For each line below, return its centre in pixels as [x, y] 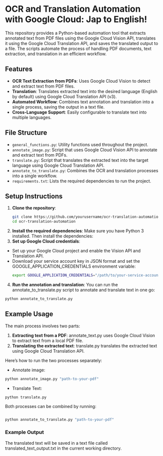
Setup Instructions [34, 196]
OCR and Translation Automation [73, 9]
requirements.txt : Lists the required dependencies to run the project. [82, 181]
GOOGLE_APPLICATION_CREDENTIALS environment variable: [74, 266]
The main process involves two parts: [43, 326]
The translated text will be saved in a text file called [56, 443]
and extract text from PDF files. [43, 86]
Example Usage [29, 314]
